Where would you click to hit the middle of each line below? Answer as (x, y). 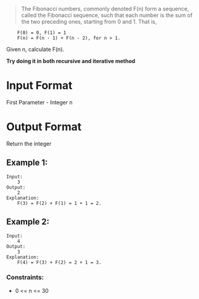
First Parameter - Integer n (39, 102)
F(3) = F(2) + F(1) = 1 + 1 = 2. (59, 203)
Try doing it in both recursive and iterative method (71, 61)
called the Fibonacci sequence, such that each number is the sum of (107, 15)
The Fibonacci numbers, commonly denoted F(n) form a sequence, (105, 9)
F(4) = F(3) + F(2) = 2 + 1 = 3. (59, 262)
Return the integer (29, 143)
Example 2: (28, 222)
